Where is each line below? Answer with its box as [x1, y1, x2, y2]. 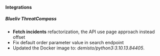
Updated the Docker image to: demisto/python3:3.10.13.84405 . [12, 45, 145, 51]
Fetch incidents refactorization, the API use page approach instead [12, 29, 155, 35]
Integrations [5, 4, 32, 10]
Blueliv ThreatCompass [5, 16, 57, 22]
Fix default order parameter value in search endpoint [12, 39, 124, 45]
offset [12, 34, 26, 40]
